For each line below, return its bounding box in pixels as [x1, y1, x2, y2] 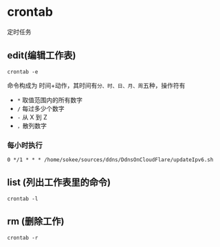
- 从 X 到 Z [16, 113, 48, 121]
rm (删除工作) [7, 215, 65, 227]
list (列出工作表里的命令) [7, 176, 111, 189]
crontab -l [7, 195, 38, 202]
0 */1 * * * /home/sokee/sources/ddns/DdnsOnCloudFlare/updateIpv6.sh [7, 156, 214, 163]
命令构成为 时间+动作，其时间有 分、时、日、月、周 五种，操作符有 [7, 81, 186, 89]
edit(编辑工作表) [7, 49, 76, 62]
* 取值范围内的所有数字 [16, 95, 82, 104]
